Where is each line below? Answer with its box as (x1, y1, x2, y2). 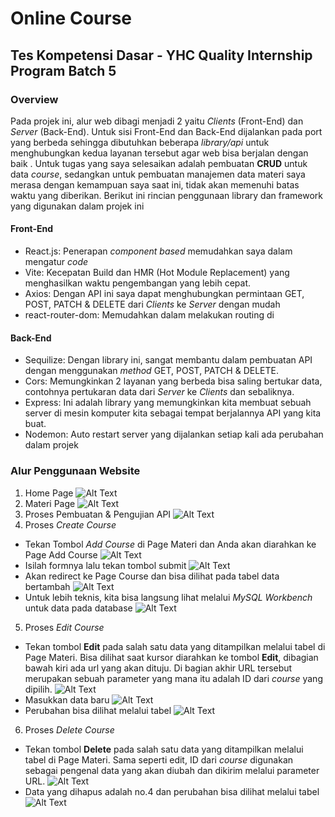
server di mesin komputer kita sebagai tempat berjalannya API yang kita (24, 407, 322, 419)
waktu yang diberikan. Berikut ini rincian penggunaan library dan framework (10, 189, 323, 201)
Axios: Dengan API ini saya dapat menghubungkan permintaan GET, (24, 288, 305, 300)
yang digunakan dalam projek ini (10, 200, 145, 212)
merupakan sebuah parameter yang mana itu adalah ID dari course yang (24, 672, 323, 684)
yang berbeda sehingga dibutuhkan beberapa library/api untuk (10, 136, 270, 148)
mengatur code (24, 256, 89, 268)
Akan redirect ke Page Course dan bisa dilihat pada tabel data (24, 570, 280, 582)
